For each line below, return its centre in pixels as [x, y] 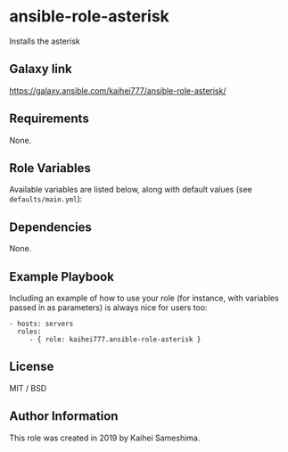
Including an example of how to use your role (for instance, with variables [144, 298]
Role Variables [50, 168]
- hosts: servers [41, 324]
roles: [29, 332]
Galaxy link [41, 69]
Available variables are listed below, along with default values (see [131, 190]
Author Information [64, 416]
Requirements [49, 119]
